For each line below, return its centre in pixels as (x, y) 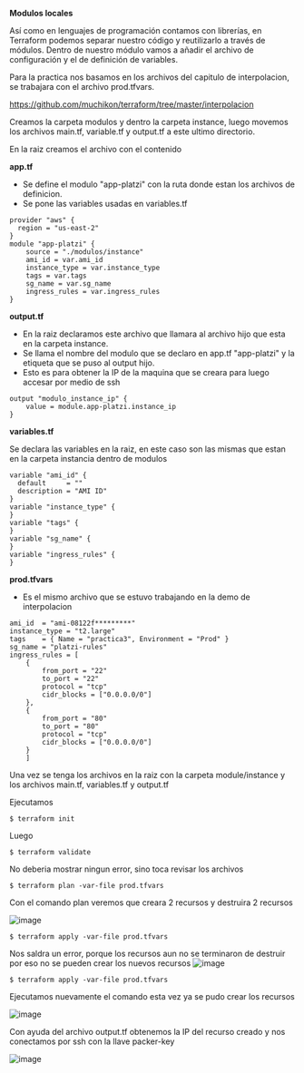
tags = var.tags (57, 276)
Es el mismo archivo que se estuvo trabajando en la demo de (137, 597)
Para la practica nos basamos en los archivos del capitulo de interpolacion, (150, 77)
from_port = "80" (74, 718)
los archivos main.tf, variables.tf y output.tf (89, 785)
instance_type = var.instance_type (93, 268)
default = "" (50, 483)
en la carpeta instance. (65, 343)
